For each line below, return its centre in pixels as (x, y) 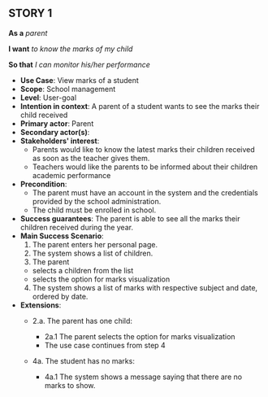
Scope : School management (68, 89)
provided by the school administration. (97, 201)
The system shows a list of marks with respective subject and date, (145, 287)
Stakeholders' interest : (60, 141)
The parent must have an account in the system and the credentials (145, 192)
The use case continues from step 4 (105, 345)
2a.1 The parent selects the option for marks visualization (140, 336)
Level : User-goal (48, 98)
